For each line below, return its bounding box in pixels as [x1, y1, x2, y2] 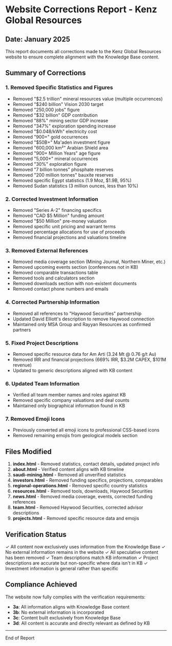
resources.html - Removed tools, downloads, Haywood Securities [12, 488, 153, 494]
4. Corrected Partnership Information [5, 298, 100, 306]
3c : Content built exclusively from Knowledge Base [12, 614, 121, 620]
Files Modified [5, 447, 52, 456]
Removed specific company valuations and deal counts [12, 397, 130, 403]
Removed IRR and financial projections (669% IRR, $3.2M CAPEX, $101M [12, 356, 166, 362]
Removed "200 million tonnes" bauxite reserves [12, 171, 114, 178]
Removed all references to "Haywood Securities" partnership [12, 310, 142, 316]
